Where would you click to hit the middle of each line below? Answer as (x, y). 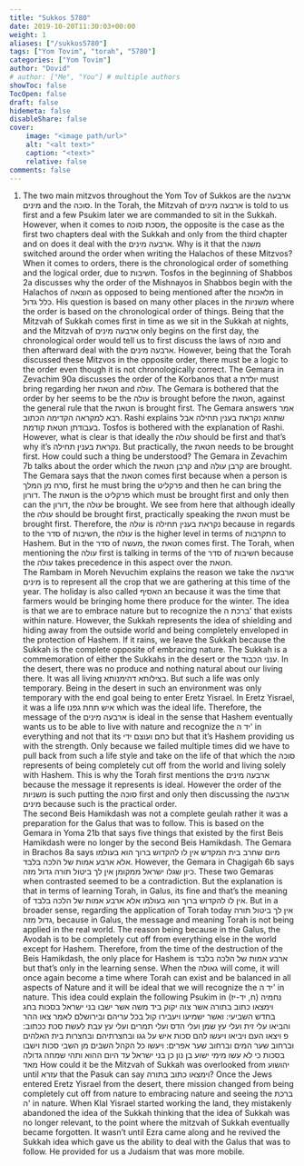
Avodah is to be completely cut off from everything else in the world (149, 939)
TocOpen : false (38, 94)
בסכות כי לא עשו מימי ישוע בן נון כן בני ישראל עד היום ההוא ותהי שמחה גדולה (154, 1055)
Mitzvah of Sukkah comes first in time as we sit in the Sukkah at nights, (155, 321)
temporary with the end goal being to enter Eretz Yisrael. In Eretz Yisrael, (158, 698)
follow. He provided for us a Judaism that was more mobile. (133, 1151)
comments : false (40, 170)
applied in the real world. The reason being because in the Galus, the (152, 930)
